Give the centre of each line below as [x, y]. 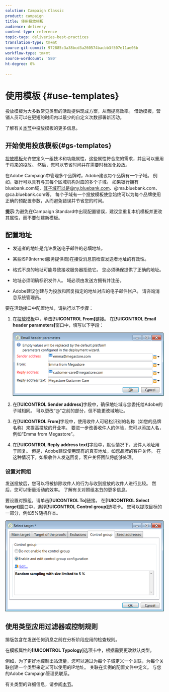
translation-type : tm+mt [31, 43]
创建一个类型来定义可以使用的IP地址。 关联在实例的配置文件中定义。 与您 [86, 667]
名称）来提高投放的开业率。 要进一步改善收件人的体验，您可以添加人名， [88, 428]
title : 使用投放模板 [24, 21]
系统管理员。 [30, 297]
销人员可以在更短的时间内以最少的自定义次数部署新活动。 [65, 117]
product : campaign [24, 16]
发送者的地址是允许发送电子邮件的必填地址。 [59, 248]
